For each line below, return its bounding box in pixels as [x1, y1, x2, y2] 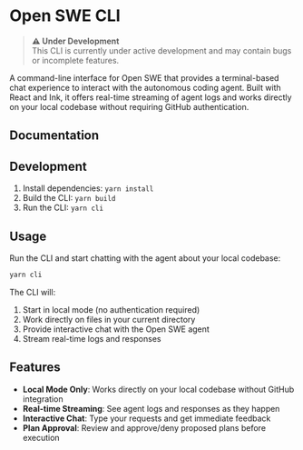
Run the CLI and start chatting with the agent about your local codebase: [9, 252, 281, 264]
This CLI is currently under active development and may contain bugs [31, 45, 292, 55]
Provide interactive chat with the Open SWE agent [22, 324, 210, 335]
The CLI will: [9, 286, 56, 297]
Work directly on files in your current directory [22, 314, 196, 325]
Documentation [9, 128, 100, 144]
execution [22, 432, 61, 443]
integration [22, 393, 64, 405]
